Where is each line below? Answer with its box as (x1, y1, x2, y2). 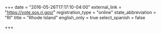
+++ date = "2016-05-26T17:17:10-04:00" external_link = (4, 4, 122, 10)
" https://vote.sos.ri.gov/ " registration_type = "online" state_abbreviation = (4, 9, 156, 15)
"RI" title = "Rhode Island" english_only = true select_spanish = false (4, 15, 145, 20)
